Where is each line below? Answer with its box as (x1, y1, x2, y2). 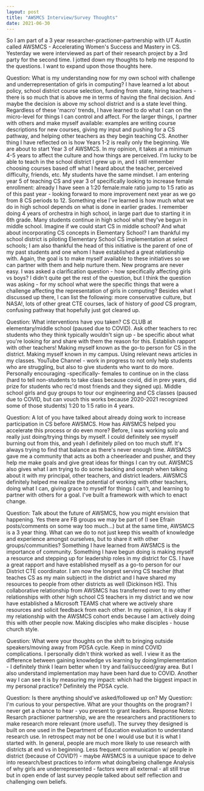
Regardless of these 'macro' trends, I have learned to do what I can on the (6, 107, 192, 114)
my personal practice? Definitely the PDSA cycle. (6, 682, 129, 690)
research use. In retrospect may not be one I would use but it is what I (6, 733, 181, 741)
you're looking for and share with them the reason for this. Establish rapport (6, 338, 196, 345)
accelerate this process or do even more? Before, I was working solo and (6, 427, 189, 434)
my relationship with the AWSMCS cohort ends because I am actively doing (6, 613, 195, 620)
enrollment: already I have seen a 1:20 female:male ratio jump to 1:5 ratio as (6, 184, 194, 191)
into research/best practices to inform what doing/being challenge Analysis (6, 759, 195, 766)
